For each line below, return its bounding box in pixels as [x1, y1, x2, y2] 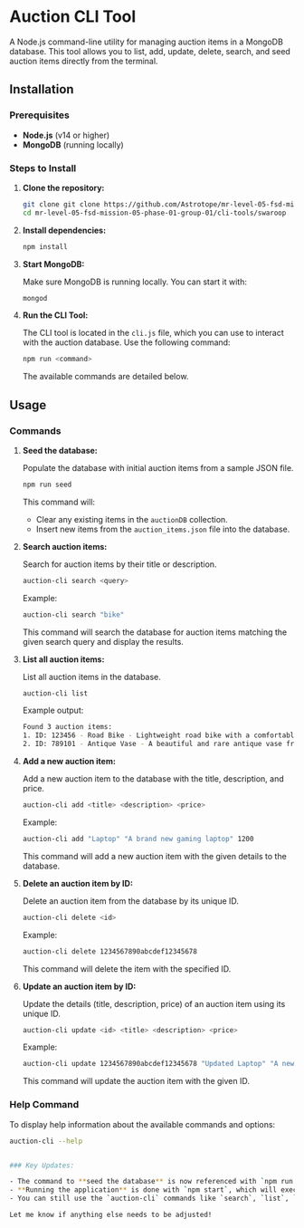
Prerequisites [9, 109, 70, 121]
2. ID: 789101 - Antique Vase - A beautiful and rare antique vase [22, 740, 283, 749]
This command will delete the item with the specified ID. [22, 963, 232, 974]
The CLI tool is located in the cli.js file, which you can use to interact [22, 328, 285, 339]
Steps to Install [9, 161, 77, 174]
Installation [9, 82, 74, 97]
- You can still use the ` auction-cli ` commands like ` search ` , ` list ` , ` [9, 1194, 298, 1204]
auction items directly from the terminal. [9, 55, 158, 66]
